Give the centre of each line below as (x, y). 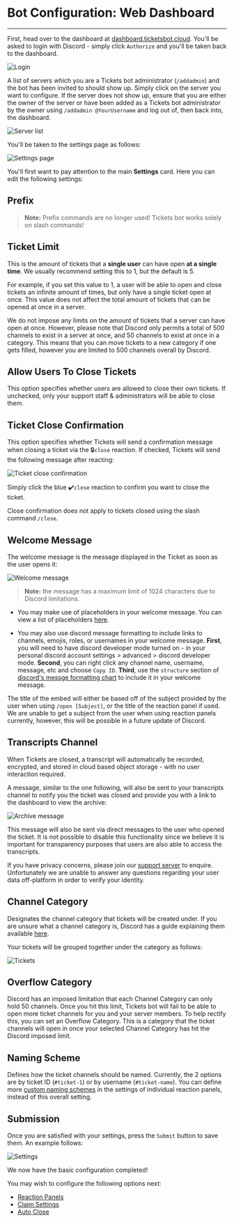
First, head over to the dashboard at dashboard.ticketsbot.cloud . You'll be (113, 38)
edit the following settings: (45, 178)
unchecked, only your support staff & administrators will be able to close (111, 396)
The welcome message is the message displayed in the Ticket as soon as (112, 557)
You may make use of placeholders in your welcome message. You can (119, 612)
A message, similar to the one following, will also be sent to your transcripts (116, 787)
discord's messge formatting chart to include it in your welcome (109, 678)
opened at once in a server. (46, 307)
